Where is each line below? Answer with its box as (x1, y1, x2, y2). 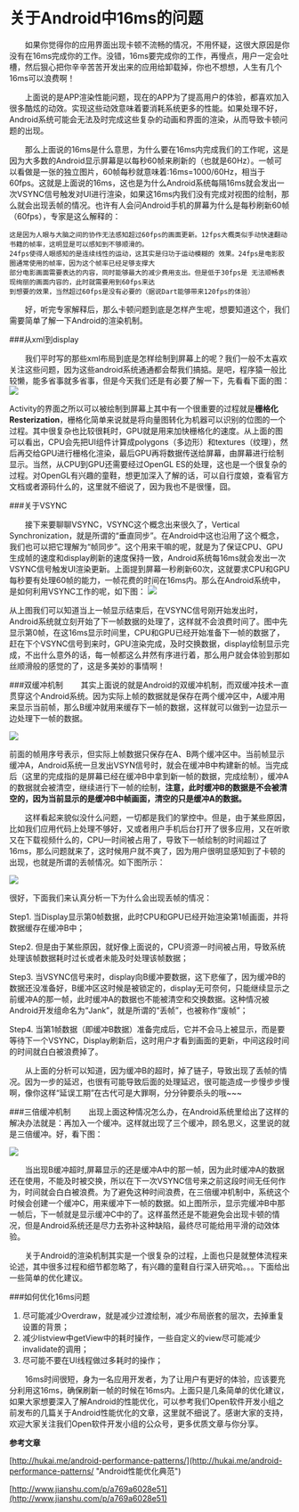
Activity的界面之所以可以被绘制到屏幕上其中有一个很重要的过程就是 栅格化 (9, 403, 279, 414)
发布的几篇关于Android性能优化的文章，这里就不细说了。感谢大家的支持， (16, 1407, 287, 1417)
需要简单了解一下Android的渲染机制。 (9, 315, 148, 325)
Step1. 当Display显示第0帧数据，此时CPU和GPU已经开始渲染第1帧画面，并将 (9, 911, 289, 922)
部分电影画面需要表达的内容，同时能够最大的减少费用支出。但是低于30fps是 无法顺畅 (9, 268, 279, 277)
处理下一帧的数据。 (16, 712, 87, 723)
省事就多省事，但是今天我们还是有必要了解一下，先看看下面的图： (47, 375, 290, 386)
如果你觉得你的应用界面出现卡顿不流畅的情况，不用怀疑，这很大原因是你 (25, 39, 290, 50)
